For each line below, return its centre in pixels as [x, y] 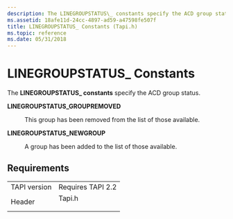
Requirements [38, 168]
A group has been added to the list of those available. [101, 147]
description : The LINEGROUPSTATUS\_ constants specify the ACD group [110, 14]
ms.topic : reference [37, 33]
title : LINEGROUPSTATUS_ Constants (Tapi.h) [72, 26]
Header [23, 202]
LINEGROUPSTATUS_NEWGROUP [57, 133]
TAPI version [31, 186]
